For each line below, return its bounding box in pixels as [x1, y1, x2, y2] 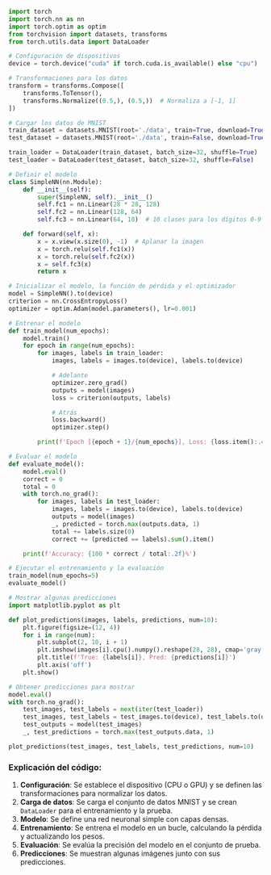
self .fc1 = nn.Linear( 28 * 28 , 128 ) [37, 200, 161, 209]
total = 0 [23, 483, 56, 491]
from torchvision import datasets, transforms [8, 30, 168, 38]
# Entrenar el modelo [8, 319, 81, 327]
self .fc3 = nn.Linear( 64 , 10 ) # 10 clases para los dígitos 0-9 [37, 216, 262, 224]
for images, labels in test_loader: [37, 497, 161, 506]
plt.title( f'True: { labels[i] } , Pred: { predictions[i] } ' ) [37, 654, 236, 662]
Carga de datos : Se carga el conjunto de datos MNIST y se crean [19, 798, 237, 807]
